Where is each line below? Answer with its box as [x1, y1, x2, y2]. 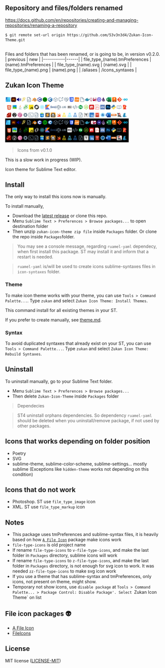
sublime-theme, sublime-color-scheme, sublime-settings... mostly [12, 461, 147, 467]
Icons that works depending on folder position [5, 437, 151, 445]
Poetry [12, 450, 26, 456]
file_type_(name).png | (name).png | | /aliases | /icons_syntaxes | [5, 67, 137, 73]
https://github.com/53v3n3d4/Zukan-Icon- [67, 32, 154, 38]
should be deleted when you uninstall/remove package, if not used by [17, 417, 160, 423]
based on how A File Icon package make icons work [12, 536, 122, 543]
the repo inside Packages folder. [12, 234, 75, 240]
